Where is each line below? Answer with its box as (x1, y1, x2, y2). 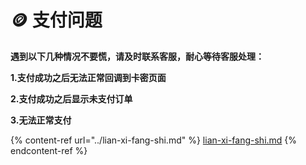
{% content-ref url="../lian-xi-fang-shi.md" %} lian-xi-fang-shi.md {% (10, 134, 298, 146)
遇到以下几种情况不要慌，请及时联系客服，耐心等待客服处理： (10, 50, 265, 62)
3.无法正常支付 (10, 114, 72, 126)
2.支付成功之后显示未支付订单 (10, 92, 133, 105)
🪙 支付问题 (10, 9, 103, 32)
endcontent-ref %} (10, 144, 88, 156)
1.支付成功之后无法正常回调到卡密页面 (10, 71, 167, 83)
